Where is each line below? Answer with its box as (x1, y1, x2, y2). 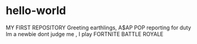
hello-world (6, 4, 67, 18)
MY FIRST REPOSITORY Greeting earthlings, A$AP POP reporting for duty (6, 24, 191, 31)
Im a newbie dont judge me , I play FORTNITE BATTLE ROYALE (6, 30, 163, 37)
